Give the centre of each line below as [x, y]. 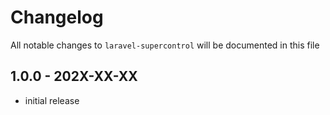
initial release [52, 100]
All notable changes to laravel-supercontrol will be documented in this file [165, 45]
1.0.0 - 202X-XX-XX [74, 76]
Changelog [57, 17]
